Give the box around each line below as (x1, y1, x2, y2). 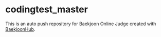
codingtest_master (5, 4, 88, 15)
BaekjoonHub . (5, 26, 35, 32)
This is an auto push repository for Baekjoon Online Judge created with (5, 21, 156, 27)
